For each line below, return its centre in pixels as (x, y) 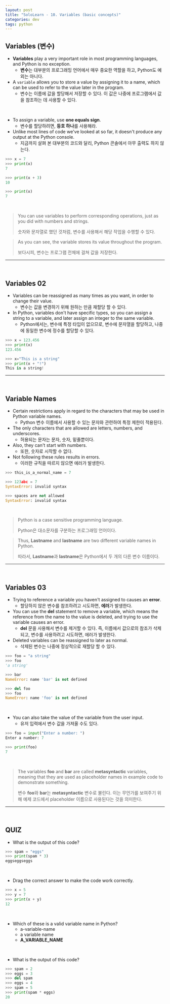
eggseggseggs (19, 861)
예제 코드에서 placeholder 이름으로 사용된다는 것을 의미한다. (83, 799)
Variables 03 (26, 587)
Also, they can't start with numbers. (50, 445)
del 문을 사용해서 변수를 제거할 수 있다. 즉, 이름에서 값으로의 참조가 (86, 628)
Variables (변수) (30, 46)
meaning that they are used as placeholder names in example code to (90, 777)
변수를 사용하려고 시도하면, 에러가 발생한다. (74, 635)
